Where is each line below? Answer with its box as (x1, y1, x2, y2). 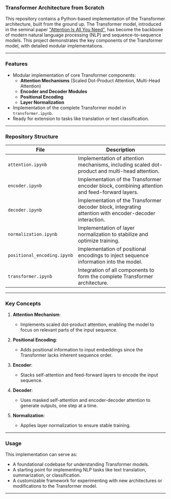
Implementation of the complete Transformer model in (12, 104, 126, 111)
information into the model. (78, 258, 142, 265)
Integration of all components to (78, 266, 154, 273)
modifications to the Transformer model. (12, 483, 98, 489)
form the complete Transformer (78, 273, 154, 280)
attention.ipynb (8, 161, 47, 168)
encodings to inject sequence (78, 252, 149, 259)
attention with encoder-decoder (78, 209, 156, 217)
